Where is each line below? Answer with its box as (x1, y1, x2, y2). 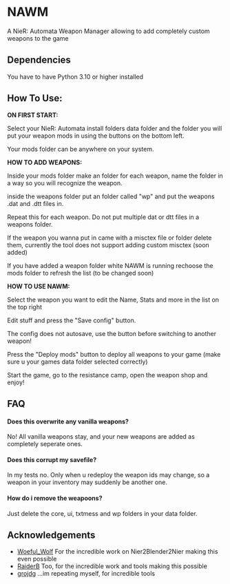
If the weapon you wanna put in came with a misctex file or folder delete (7, 233, 212, 242)
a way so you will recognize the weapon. (7, 178, 123, 187)
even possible (17, 555, 57, 563)
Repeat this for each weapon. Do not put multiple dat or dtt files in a (7, 213, 200, 221)
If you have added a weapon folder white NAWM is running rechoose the (7, 261, 213, 269)
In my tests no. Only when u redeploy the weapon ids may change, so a (7, 471, 210, 479)
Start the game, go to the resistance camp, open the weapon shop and (7, 371, 208, 379)
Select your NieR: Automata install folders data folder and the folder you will (7, 124, 222, 132)
